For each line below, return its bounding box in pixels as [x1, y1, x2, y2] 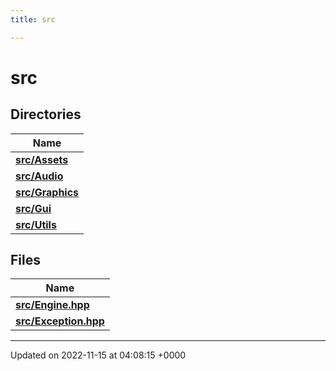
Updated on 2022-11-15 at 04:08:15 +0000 [10, 349, 187, 361]
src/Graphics [15, 185, 80, 199]
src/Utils [15, 217, 57, 231]
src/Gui [15, 201, 52, 215]
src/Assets [15, 152, 69, 166]
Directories [10, 106, 82, 123]
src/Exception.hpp [15, 314, 105, 328]
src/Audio [15, 169, 64, 183]
